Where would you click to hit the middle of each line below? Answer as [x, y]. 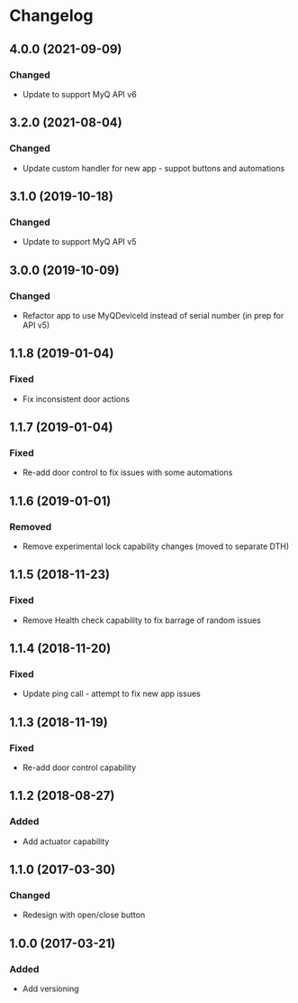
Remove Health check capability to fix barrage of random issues [141, 620]
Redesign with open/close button [84, 915]
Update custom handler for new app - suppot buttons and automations [154, 168]
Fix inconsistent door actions [76, 399]
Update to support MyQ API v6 [79, 94]
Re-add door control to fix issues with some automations [127, 473]
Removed [31, 526]
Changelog [51, 16]
